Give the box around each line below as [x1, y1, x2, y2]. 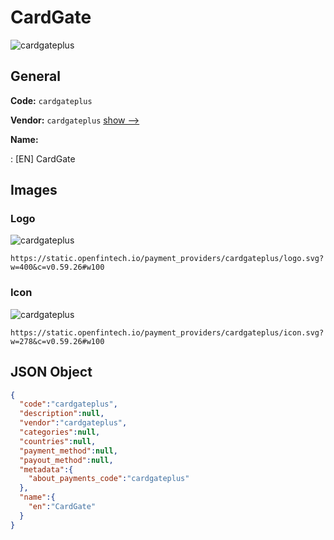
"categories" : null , [19, 427, 101, 438]
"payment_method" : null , [19, 446, 118, 456]
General [10, 68, 62, 85]
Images [10, 182, 58, 199]
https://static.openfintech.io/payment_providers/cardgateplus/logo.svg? [10, 254, 325, 264]
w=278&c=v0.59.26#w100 [10, 336, 105, 346]
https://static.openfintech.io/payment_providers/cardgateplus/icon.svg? [10, 327, 325, 338]
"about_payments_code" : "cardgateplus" [28, 474, 190, 484]
